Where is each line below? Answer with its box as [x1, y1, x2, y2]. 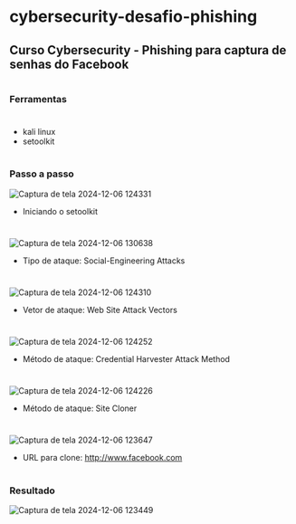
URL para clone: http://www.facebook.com [22, 453, 183, 463]
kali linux [22, 126, 56, 137]
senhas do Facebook [9, 56, 129, 71]
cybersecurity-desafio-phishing [9, 6, 258, 27]
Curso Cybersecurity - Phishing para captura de [9, 43, 287, 58]
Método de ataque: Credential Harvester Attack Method [22, 354, 231, 365]
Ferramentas [9, 92, 68, 105]
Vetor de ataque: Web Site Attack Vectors [22, 304, 178, 315]
